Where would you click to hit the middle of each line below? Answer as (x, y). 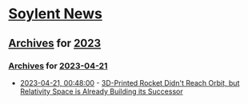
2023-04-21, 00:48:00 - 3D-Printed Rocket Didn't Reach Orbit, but (130, 83)
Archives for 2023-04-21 (58, 66)
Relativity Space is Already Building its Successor (101, 91)
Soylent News (55, 14)
